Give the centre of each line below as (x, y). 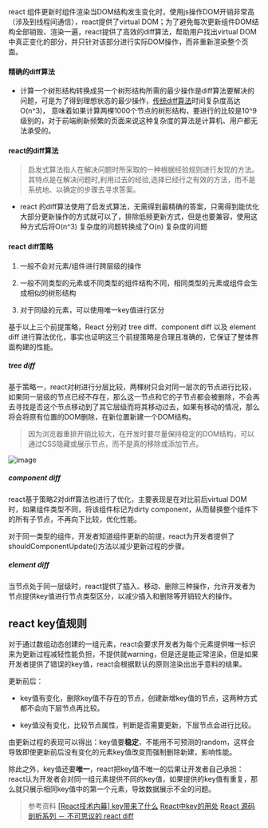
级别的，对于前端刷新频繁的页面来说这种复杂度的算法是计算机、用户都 (135, 121)
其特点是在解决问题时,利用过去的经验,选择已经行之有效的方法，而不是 (142, 180)
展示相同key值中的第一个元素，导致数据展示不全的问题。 (122, 789)
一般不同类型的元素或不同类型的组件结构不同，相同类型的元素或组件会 (135, 283)
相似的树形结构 (51, 293)
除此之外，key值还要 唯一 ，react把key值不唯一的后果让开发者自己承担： (126, 769)
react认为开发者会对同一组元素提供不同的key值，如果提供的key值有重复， (130, 779)
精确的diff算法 (32, 71)
